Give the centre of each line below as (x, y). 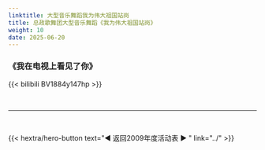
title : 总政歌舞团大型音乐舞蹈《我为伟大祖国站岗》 (82, 23)
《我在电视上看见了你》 (52, 66)
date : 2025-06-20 (37, 37)
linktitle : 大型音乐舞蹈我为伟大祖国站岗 (69, 15)
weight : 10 (26, 30)
